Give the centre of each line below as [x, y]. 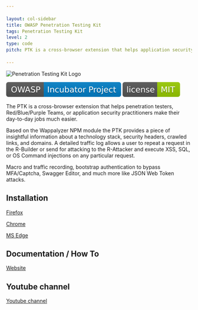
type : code [19, 44]
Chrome [16, 224]
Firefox [15, 212]
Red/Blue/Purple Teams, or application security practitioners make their [93, 112]
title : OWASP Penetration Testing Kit [54, 25]
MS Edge [17, 235]
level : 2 [17, 38]
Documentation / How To [52, 254]
